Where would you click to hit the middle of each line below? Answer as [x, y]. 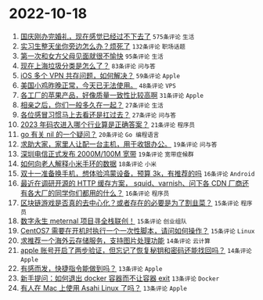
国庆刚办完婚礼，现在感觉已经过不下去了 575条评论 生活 [107, 36]
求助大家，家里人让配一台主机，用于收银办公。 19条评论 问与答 [119, 144]
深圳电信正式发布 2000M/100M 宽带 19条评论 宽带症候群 [107, 154]
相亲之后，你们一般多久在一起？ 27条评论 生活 [92, 105]
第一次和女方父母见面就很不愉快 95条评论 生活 [92, 56]
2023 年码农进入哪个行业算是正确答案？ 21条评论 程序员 [107, 124]
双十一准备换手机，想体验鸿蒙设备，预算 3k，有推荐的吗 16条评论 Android [137, 173]
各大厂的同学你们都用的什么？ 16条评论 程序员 [98, 193]
